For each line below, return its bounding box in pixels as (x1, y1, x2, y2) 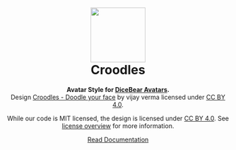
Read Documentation (87, 135, 149, 144)
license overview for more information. (61, 121, 175, 130)
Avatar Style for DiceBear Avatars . (66, 85, 170, 93)
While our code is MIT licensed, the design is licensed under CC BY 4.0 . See (6, 114, 230, 122)
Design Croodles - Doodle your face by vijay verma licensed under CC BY (11, 93, 225, 101)
